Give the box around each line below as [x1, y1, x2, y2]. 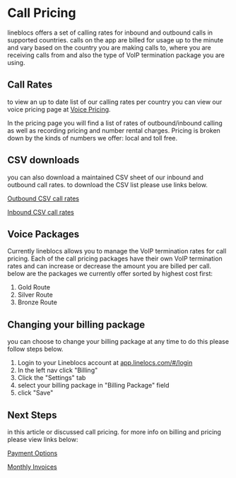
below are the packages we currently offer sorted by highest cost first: [7, 270, 213, 278]
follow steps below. [7, 345, 64, 354]
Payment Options [7, 449, 58, 457]
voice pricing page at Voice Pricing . [7, 104, 111, 114]
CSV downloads [7, 154, 80, 167]
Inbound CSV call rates [7, 208, 74, 216]
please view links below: [7, 436, 78, 443]
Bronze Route [17, 298, 58, 306]
